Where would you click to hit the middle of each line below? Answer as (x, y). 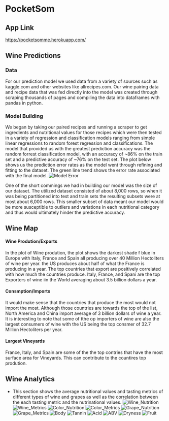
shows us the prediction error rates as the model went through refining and (84, 165)
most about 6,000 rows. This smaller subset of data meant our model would (84, 202)
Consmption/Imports (28, 291)
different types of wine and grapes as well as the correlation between (85, 397)
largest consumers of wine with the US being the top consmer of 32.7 (78, 324)
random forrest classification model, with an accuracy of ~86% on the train (84, 154)
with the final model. (27, 175)
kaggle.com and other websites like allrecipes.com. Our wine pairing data (82, 86)
